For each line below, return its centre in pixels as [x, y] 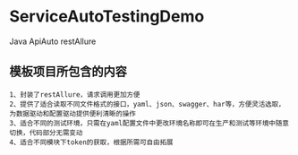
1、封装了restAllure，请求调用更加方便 [75, 95]
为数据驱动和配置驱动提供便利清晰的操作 [72, 114]
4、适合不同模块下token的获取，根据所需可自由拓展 [91, 142]
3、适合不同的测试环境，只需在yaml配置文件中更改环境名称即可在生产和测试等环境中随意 [149, 123]
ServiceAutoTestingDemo [107, 17]
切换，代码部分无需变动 [46, 133]
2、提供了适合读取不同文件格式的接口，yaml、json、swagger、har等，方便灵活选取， [147, 104]
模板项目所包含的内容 [68, 72]
